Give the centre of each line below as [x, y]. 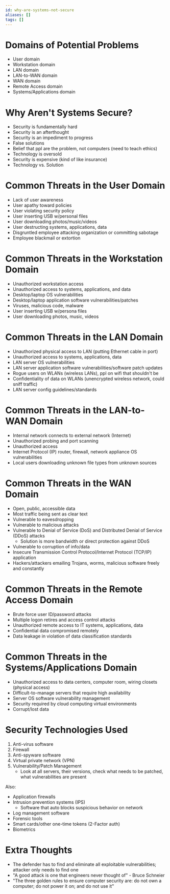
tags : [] [15, 19]
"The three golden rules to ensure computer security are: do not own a [87, 881]
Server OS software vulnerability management [61, 698]
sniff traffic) [25, 384]
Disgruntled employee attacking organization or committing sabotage [86, 233]
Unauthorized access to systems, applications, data [67, 357]
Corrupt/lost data [31, 709]
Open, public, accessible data [44, 508]
